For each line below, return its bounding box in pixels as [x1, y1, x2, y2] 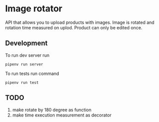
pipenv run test [5, 80, 39, 85]
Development [5, 39, 48, 48]
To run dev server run [5, 52, 50, 58]
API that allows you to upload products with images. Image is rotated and [5, 19, 155, 25]
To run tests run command [5, 70, 60, 76]
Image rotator [5, 3, 63, 14]
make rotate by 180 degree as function [12, 107, 92, 113]
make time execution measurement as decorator [12, 112, 112, 118]
